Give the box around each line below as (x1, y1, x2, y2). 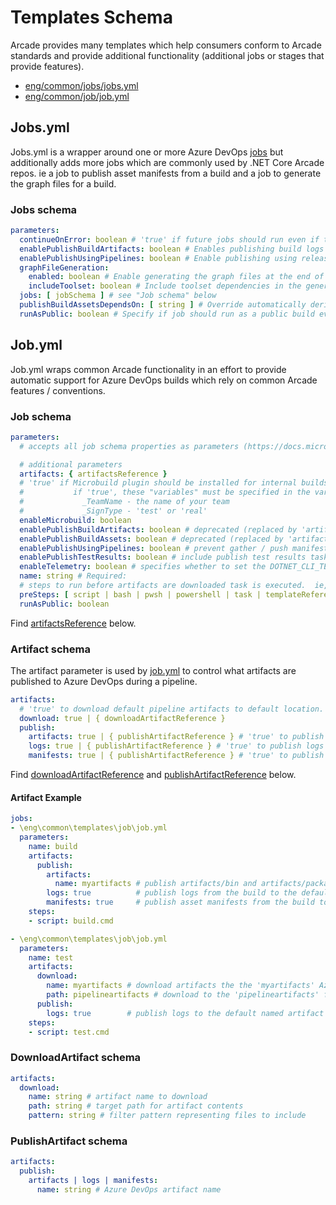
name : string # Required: (19, 571, 128, 581)
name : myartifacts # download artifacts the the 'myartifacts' (46, 981, 315, 991)
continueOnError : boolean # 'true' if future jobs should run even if (19, 234, 320, 245)
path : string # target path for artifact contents (28, 1101, 244, 1111)
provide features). (10, 60, 85, 72)
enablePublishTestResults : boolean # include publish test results (19, 552, 307, 563)
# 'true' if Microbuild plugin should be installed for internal (19, 478, 298, 488)
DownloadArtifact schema (10, 1051, 142, 1065)
